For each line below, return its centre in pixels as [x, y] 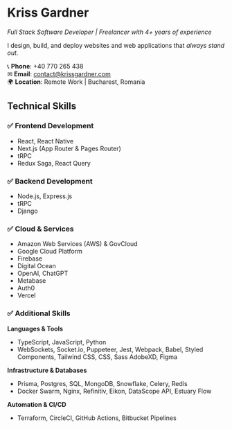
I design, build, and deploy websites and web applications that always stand [116, 45]
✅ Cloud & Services [41, 229]
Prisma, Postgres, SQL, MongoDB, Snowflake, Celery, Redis [102, 383]
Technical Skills [42, 106]
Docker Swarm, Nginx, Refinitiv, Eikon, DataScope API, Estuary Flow [114, 391]
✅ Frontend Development [51, 126]
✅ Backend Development [50, 181]
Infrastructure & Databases [47, 370]
